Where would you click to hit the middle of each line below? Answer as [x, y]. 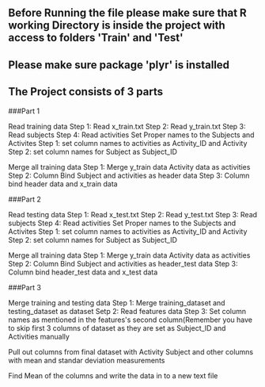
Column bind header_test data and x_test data [83, 272]
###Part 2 [25, 199]
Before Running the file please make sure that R [127, 13]
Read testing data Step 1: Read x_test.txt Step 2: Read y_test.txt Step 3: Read [133, 214]
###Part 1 [24, 111]
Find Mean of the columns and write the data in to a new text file [113, 375]
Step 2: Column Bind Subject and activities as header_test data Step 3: [123, 263]
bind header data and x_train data [63, 184]
